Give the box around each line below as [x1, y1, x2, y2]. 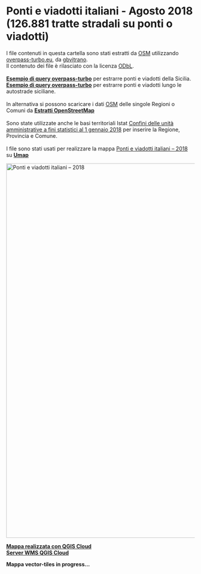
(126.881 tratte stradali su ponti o [6, 17, 173, 31]
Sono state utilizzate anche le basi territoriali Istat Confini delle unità [6, 119, 174, 126]
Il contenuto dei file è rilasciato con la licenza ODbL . [6, 62, 135, 70]
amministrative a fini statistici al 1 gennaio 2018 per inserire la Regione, [6, 126, 181, 133]
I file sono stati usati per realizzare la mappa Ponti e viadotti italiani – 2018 [6, 145, 188, 152]
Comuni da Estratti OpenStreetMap [6, 107, 95, 114]
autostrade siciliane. [6, 87, 56, 95]
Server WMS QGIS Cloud [6, 549, 69, 556]
